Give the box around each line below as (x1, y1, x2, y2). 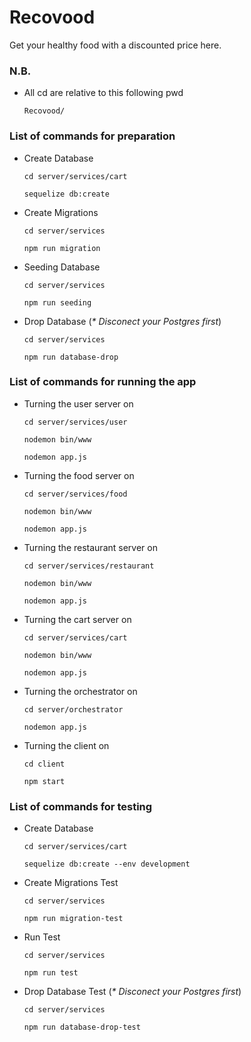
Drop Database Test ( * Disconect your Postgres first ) (23, 986, 242, 998)
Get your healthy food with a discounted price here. (9, 39, 222, 51)
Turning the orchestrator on (23, 685, 138, 697)
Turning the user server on (23, 397, 134, 410)
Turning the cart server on (23, 613, 132, 625)
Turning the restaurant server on (23, 541, 158, 553)
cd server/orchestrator (23, 704, 124, 715)
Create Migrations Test (23, 877, 119, 889)
